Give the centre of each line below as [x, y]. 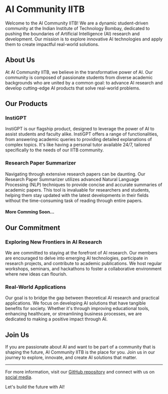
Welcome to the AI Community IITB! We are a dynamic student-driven [77, 23]
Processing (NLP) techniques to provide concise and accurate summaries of [84, 184]
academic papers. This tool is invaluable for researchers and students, [78, 190]
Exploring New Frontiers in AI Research [54, 242]
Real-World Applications [36, 287]
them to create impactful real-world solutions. [52, 44]
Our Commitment [33, 228]
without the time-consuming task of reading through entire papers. [74, 200]
